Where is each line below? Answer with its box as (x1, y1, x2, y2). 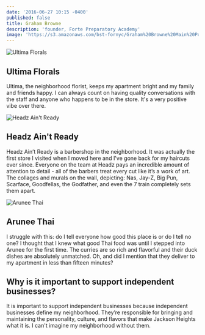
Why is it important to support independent (6, 276, 174, 287)
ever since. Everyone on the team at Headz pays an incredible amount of (6, 160, 190, 168)
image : (6, 32, 23, 38)
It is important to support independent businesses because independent (6, 303, 188, 310)
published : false (6, 15, 51, 21)
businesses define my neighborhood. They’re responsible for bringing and (6, 309, 193, 316)
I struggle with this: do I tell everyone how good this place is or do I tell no (6, 233, 192, 240)
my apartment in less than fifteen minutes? (6, 258, 113, 266)
